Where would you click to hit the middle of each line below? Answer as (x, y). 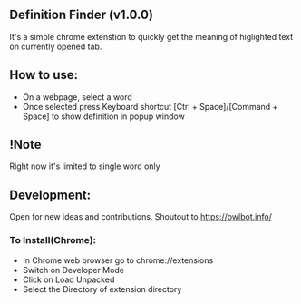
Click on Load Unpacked (68, 279)
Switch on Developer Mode (73, 270)
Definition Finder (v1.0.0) (82, 15)
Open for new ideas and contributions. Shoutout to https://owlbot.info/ (141, 217)
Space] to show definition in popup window (104, 116)
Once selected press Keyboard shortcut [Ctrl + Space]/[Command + (150, 106)
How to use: (44, 75)
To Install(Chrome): (53, 240)
